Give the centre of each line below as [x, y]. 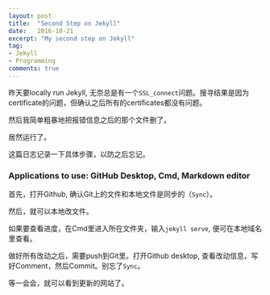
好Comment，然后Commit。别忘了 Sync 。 [77, 266]
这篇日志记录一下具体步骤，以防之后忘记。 [79, 154]
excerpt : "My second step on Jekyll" [72, 38]
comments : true [34, 69]
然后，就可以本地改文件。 [51, 212]
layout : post [30, 16]
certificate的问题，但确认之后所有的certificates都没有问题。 [108, 103]
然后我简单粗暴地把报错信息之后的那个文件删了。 [89, 120]
